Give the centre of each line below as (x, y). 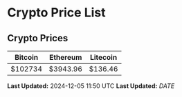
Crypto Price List (56, 13)
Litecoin (103, 57)
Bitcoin (27, 57)
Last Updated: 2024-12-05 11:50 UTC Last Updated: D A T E (91, 86)
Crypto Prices (38, 38)
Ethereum (66, 57)
